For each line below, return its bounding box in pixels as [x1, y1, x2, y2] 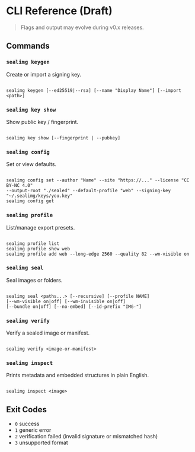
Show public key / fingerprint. [6, 118, 79, 125]
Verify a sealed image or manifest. [6, 329, 90, 336]
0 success [14, 420, 40, 428]
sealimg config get [6, 198, 55, 204]
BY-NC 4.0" [6, 183, 33, 189]
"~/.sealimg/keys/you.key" [6, 193, 73, 199]
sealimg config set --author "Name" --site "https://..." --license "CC [6, 177, 190, 183]
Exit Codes [6, 405, 47, 415]
